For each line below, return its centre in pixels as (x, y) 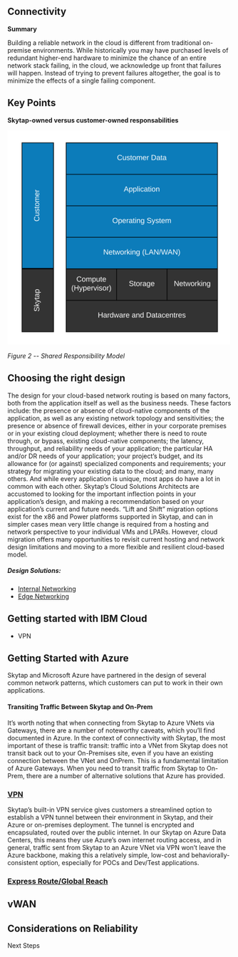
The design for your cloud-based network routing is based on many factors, (119, 395)
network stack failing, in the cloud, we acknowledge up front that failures (114, 65)
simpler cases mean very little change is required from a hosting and (108, 524)
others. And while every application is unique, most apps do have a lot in (114, 478)
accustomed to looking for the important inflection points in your (102, 494)
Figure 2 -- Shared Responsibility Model (66, 356)
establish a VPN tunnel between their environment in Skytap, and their (110, 817)
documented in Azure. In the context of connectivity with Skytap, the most (117, 738)
